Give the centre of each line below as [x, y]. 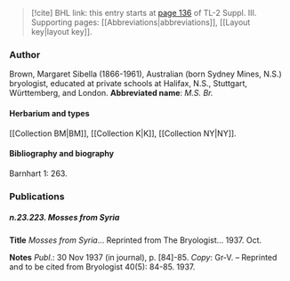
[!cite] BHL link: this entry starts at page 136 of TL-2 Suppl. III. [144, 13]
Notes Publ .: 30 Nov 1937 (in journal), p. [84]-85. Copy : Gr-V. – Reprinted [143, 257]
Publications [37, 197]
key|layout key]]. [61, 32]
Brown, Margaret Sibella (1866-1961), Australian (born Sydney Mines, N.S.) [145, 74]
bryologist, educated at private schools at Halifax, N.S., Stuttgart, [128, 84]
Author [25, 54]
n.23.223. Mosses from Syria [64, 218]
